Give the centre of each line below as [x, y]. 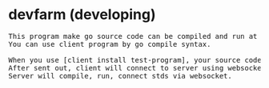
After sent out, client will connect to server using [116, 68]
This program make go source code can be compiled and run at [133, 36]
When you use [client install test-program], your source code [135, 60]
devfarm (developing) [82, 15]
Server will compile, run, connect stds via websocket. [120, 76]
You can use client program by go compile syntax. [110, 44]
